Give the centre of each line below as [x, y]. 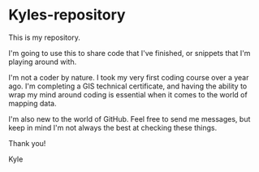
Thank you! [27, 143]
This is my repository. [45, 37]
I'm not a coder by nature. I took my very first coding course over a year [129, 77]
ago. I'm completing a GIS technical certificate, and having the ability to [128, 86]
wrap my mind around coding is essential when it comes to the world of [128, 94]
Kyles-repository [67, 15]
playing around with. [43, 62]
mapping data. [32, 103]
